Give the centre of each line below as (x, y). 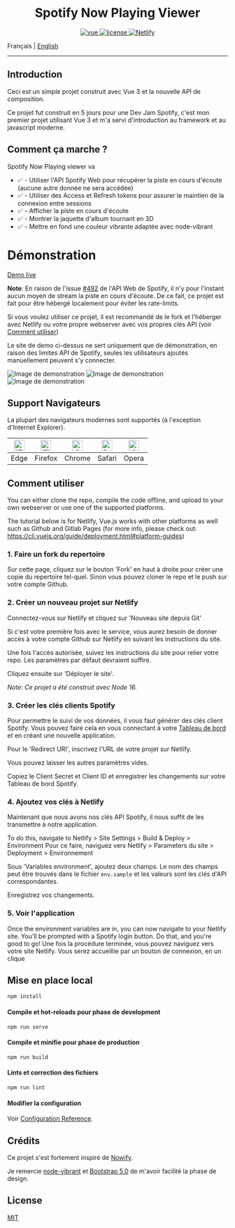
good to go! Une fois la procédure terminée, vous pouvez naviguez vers (111, 943)
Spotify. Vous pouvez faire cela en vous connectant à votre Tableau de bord (116, 728)
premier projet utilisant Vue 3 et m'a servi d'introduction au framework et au (116, 120)
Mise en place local (50, 980)
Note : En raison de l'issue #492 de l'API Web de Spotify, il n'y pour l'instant (116, 288)
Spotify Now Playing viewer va (51, 166)
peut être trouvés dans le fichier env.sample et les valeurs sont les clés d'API (117, 874)
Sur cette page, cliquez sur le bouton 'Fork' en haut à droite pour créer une (115, 569)
